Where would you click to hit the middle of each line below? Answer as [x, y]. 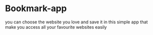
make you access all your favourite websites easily [56, 27]
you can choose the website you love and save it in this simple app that [76, 22]
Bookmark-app [36, 9]
